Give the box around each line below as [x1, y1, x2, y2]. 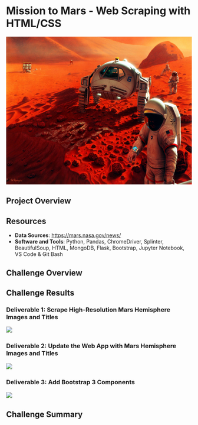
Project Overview [6, 196, 71, 206]
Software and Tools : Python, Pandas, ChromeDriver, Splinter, [14, 238, 164, 245]
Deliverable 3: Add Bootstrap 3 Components [6, 378, 136, 387]
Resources [6, 216, 47, 226]
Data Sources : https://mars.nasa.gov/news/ [14, 232, 121, 239]
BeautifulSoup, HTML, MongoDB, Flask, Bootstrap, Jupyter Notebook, [14, 244, 184, 252]
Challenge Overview [6, 268, 82, 278]
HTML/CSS [6, 17, 62, 30]
